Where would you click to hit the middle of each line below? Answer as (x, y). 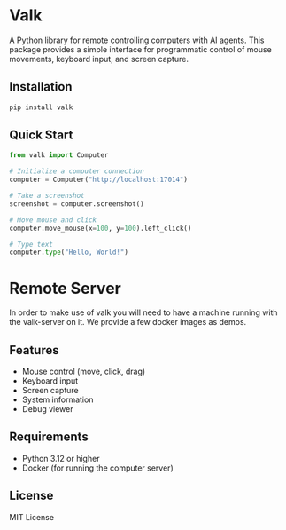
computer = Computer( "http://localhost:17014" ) (99, 180)
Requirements (49, 437)
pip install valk (41, 107)
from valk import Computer (59, 155)
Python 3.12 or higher (61, 458)
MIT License (32, 517)
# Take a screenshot (47, 196)
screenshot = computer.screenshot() (77, 204)
